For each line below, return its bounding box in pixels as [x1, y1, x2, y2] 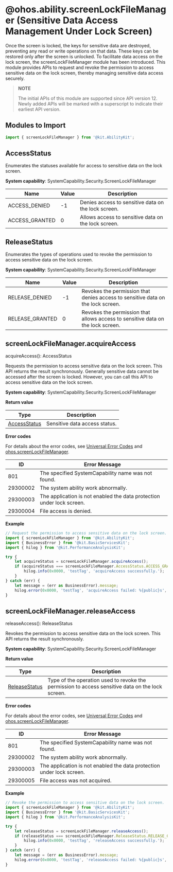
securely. [5, 75, 25, 81]
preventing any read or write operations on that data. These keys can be [5, 48, 159, 54]
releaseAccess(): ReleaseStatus [5, 620, 73, 627]
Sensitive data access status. [46, 420, 117, 428]
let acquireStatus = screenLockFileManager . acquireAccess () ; [14, 559, 148, 564]
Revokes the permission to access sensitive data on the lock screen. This [5, 630, 161, 636]
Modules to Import [5, 121, 66, 130]
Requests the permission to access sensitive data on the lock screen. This [5, 363, 163, 369]
